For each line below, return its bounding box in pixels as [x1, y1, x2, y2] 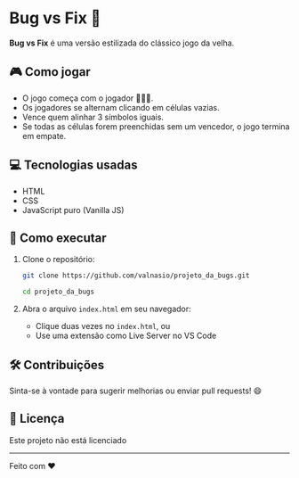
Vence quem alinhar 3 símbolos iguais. [21, 111, 165, 122]
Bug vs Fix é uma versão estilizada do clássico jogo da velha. [9, 37, 235, 48]
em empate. [21, 130, 67, 141]
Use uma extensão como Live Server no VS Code [35, 330, 217, 342]
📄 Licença [9, 411, 65, 426]
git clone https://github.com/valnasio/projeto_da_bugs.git [21, 271, 250, 280]
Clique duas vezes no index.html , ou [35, 321, 171, 332]
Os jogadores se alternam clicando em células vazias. [21, 102, 220, 112]
